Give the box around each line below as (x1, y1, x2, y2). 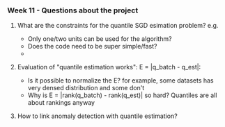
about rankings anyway (27, 99, 95, 107)
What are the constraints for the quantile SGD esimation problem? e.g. (17, 22, 219, 30)
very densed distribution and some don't (27, 84, 145, 92)
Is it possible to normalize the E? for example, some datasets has (27, 76, 214, 85)
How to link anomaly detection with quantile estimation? (17, 112, 178, 120)
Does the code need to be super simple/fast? (27, 42, 157, 51)
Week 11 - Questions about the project (7, 6, 139, 15)
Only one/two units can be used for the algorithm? (27, 35, 172, 43)
